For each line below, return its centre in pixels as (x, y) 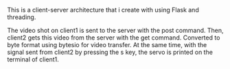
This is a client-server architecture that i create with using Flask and (103, 10)
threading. (22, 17)
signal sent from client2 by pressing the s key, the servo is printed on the (110, 52)
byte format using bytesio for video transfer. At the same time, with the (107, 45)
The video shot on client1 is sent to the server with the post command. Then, (115, 30)
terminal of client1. (33, 59)
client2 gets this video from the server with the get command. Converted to (114, 38)
